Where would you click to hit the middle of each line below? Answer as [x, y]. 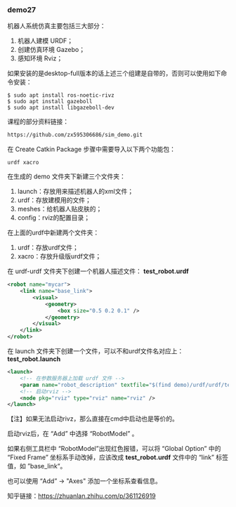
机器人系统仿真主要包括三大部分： [57, 26]
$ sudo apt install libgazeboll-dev [61, 108]
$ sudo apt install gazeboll [50, 102]
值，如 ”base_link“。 [37, 466]
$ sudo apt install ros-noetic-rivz [61, 96]
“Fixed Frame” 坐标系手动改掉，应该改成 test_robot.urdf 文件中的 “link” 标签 [118, 457]
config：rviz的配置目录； [54, 218]
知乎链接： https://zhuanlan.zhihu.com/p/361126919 [81, 496]
